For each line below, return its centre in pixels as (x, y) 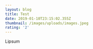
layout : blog (18, 9)
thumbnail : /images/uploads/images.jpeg (47, 23)
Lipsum (12, 41)
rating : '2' (17, 28)
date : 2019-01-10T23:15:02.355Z (38, 18)
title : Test (17, 14)
